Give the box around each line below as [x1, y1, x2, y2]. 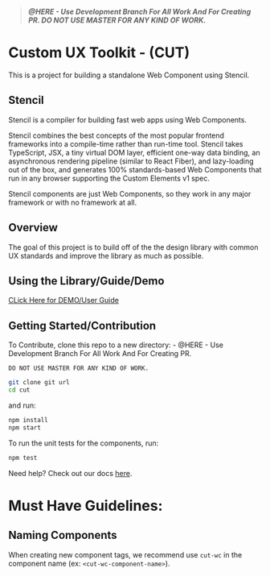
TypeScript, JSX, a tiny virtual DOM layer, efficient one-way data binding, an [8, 147, 260, 157]
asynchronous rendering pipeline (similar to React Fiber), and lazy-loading [8, 156, 254, 166]
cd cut [8, 386, 31, 394]
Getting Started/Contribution [8, 318, 157, 333]
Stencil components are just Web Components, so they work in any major [8, 189, 252, 198]
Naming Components [8, 528, 118, 542]
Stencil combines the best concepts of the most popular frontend [8, 131, 225, 140]
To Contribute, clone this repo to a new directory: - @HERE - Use [8, 340, 223, 350]
